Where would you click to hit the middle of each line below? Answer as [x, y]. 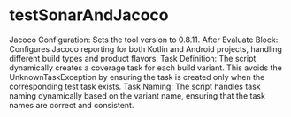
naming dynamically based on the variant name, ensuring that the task [137, 95]
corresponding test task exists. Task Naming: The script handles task [135, 86]
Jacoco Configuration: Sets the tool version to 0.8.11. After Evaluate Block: [144, 40]
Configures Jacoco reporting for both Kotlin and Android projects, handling [146, 48]
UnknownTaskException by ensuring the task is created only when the [137, 77]
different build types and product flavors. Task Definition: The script [133, 58]
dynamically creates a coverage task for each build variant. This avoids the [146, 68]
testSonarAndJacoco [89, 15]
